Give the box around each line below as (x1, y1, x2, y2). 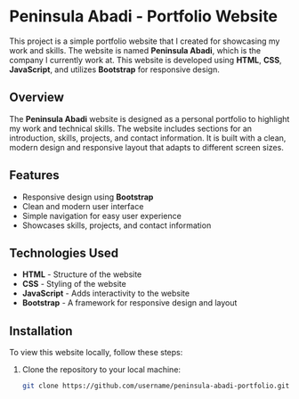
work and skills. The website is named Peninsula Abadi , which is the (9, 45, 261, 55)
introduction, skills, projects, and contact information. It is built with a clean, (9, 132, 287, 143)
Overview (9, 90, 65, 105)
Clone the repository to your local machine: (21, 364, 181, 375)
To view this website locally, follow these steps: (9, 347, 183, 358)
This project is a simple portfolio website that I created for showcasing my (9, 36, 280, 46)
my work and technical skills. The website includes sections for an (9, 123, 252, 134)
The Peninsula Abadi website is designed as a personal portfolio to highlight (9, 113, 290, 124)
